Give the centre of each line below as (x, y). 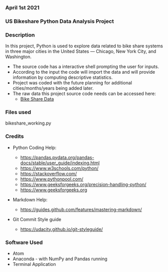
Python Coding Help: (35, 147)
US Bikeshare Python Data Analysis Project (60, 21)
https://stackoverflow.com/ (49, 173)
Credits (15, 136)
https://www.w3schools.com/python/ (59, 168)
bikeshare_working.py (28, 123)
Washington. (19, 57)
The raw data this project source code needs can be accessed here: (84, 94)
